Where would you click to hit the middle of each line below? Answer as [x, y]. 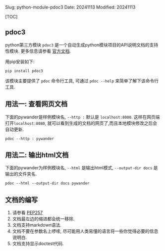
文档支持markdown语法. [37, 225]
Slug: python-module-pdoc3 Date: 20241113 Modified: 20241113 [70, 7]
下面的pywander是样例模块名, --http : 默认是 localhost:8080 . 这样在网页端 [82, 117]
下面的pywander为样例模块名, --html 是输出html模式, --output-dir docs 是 [82, 168]
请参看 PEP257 [27, 213]
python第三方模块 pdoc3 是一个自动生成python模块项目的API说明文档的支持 [82, 45]
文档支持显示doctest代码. [38, 244]
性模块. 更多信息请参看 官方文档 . [38, 51]
